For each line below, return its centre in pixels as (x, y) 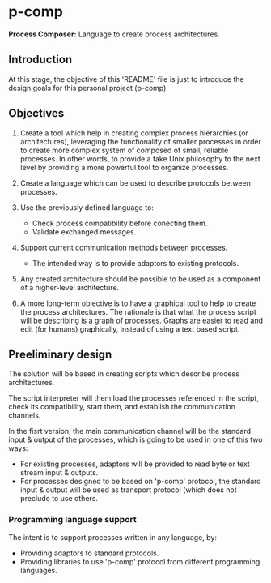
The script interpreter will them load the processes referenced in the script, (133, 398)
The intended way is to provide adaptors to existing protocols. (135, 263)
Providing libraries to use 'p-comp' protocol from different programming (140, 561)
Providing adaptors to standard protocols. (89, 553)
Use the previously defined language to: (87, 207)
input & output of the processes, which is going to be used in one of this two (135, 439)
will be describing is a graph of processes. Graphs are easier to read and (141, 320)
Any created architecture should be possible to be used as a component (140, 279)
